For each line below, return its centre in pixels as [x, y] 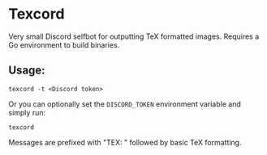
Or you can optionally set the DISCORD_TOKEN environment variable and [125, 104]
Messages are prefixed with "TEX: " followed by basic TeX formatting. [125, 142]
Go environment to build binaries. [64, 44]
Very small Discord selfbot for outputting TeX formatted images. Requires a [134, 36]
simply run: [27, 112]
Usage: [27, 71]
